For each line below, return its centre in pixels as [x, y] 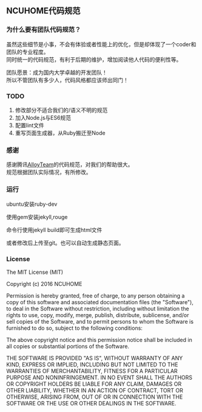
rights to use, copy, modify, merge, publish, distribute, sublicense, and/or [98, 315]
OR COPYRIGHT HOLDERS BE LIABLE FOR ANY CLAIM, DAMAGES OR [94, 384]
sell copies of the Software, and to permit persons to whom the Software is [100, 321]
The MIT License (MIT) [35, 272]
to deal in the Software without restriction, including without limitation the [98, 309]
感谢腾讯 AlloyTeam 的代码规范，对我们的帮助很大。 [70, 165]
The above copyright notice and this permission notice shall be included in [99, 340]
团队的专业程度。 [28, 52]
